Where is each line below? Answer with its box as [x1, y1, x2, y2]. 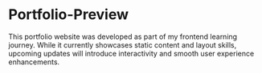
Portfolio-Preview [8, 6, 129, 24]
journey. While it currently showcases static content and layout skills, [8, 40, 237, 49]
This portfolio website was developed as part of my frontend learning [8, 32, 238, 41]
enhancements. [8, 57, 60, 67]
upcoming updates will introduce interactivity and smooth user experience [8, 48, 255, 58]
